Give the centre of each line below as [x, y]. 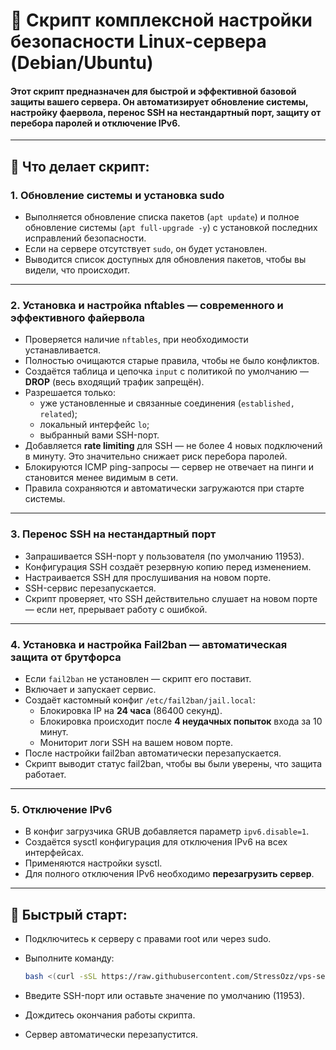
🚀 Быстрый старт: [69, 914]
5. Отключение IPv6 [61, 809]
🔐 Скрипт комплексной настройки [161, 20]
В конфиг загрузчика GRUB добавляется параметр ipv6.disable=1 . [167, 831]
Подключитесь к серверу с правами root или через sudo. [148, 939]
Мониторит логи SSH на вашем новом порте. [136, 742]
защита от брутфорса [66, 657]
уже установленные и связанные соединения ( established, [167, 403]
